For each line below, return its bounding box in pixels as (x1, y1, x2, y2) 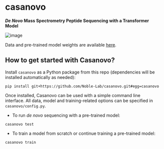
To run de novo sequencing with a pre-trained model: (12, 112, 120, 118)
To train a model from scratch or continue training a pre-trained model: (12, 130, 156, 136)
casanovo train (5, 140, 36, 145)
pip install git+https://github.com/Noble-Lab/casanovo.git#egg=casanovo (5, 84, 160, 89)
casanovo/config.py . (5, 102, 46, 109)
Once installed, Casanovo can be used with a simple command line (5, 92, 141, 98)
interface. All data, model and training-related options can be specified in (5, 98, 153, 103)
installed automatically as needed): (5, 74, 76, 80)
